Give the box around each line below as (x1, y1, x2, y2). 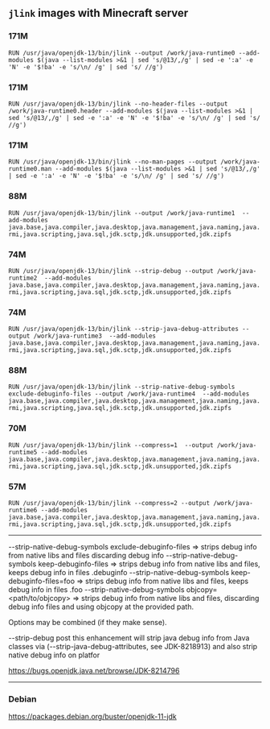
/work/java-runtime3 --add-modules (33, 332, 157, 341)
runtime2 (8, 274, 38, 282)
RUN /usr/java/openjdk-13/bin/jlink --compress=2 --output (8, 499, 211, 507)
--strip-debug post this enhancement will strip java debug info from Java (8, 633, 250, 643)
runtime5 (8, 448, 38, 456)
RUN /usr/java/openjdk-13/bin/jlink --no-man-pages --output (8, 158, 218, 166)
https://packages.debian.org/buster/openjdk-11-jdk (8, 712, 177, 722)
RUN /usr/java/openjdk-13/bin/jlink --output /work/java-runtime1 (8, 209, 235, 217)
